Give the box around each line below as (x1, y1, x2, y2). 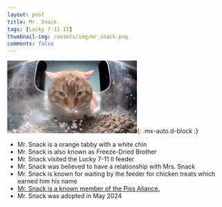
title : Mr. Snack (7, 18, 57, 26)
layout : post (7, 11, 45, 18)
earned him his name (17, 177, 77, 186)
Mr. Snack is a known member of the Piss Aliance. (17, 184, 160, 193)
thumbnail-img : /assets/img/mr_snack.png (7, 33, 129, 40)
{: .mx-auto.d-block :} (137, 127, 199, 135)
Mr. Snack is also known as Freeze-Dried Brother (17, 147, 157, 156)
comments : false (7, 40, 54, 48)
